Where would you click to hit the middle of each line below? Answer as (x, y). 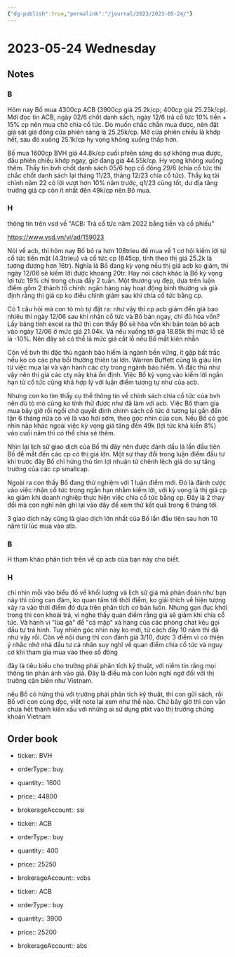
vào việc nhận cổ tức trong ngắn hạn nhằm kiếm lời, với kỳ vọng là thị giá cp (117, 490)
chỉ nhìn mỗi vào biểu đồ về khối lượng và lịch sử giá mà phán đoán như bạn (117, 592)
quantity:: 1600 (39, 783)
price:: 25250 (37, 864)
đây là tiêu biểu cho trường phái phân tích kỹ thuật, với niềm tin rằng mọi (112, 666)
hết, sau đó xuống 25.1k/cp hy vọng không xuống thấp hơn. (93, 139)
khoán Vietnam (29, 717)
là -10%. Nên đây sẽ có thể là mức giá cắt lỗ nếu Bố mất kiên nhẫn (103, 339)
